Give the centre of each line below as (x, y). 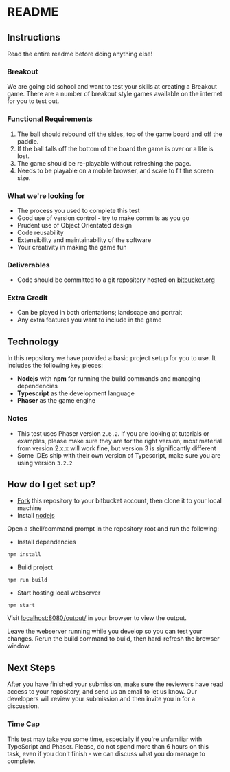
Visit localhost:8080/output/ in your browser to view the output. (97, 618)
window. (19, 646)
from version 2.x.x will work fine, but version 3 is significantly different (116, 448)
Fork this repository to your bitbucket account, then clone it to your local (119, 501)
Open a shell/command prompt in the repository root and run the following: (113, 529)
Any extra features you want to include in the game (89, 320)
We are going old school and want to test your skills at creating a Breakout (112, 87)
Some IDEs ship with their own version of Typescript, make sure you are (119, 455)
